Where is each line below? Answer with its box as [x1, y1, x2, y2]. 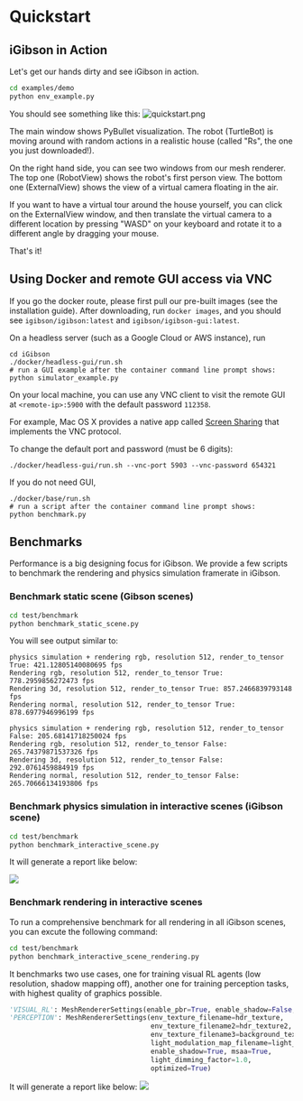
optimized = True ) [150, 1063, 212, 1073]
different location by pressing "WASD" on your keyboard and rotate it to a [9, 218, 282, 229]
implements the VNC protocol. [9, 426, 122, 437]
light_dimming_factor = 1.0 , [150, 1055, 252, 1064]
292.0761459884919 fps [9, 763, 95, 773]
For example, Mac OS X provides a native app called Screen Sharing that [9, 416, 280, 427]
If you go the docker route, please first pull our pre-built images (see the [9, 295, 278, 306]
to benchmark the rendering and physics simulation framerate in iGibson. [9, 568, 281, 578]
